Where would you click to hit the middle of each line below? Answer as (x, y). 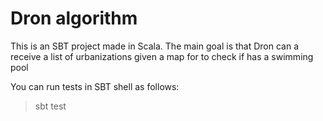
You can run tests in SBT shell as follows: (95, 86)
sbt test (50, 106)
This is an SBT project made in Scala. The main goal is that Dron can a (155, 46)
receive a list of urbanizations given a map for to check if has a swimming (162, 56)
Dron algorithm (74, 18)
